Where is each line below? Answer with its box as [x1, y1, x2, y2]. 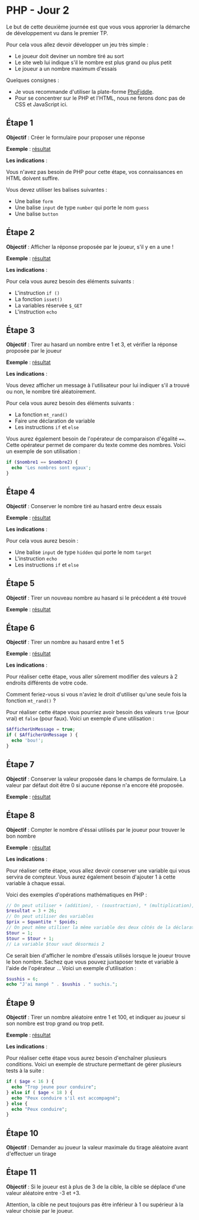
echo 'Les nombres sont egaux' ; [11, 465, 92, 471]
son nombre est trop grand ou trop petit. [6, 1020, 105, 1027]
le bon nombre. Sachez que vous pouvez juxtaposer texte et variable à [6, 958, 179, 965]
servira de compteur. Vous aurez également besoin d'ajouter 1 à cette [6, 873, 176, 880]
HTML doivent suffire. [6, 175, 59, 182]
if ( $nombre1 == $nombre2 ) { [6, 460, 78, 465]
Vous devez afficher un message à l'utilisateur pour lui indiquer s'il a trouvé [6, 382, 190, 389]
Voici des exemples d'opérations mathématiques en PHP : [6, 891, 147, 898]
